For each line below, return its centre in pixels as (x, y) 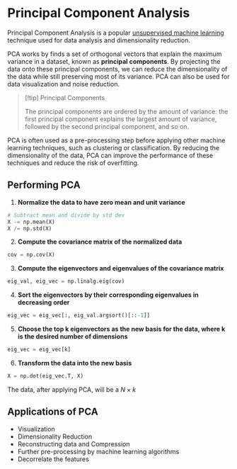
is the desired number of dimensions (73, 337)
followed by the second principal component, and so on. (107, 126)
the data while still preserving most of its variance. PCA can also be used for (118, 77)
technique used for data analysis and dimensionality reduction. (99, 40)
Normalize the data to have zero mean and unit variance (101, 202)
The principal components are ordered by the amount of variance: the (126, 111)
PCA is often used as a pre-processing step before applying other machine (116, 140)
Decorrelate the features (53, 459)
